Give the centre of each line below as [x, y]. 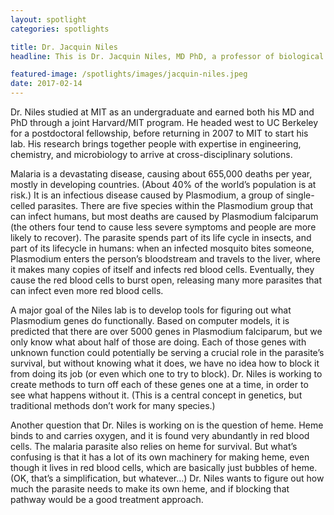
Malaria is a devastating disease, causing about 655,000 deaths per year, [161, 174]
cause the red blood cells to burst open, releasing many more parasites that [166, 280]
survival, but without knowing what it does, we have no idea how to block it [165, 363]
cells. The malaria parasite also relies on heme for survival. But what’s [154, 446]
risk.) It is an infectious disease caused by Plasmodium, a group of [147, 195]
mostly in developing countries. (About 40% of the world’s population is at [163, 184]
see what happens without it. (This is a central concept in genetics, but [156, 395]
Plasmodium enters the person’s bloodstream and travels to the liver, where [166, 259]
